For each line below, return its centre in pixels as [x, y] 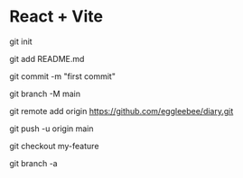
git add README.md [47, 58]
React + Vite [56, 17]
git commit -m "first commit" [62, 76]
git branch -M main [45, 93]
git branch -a [33, 163]
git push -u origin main [51, 129]
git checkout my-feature [54, 146]
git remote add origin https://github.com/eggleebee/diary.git [121, 111]
